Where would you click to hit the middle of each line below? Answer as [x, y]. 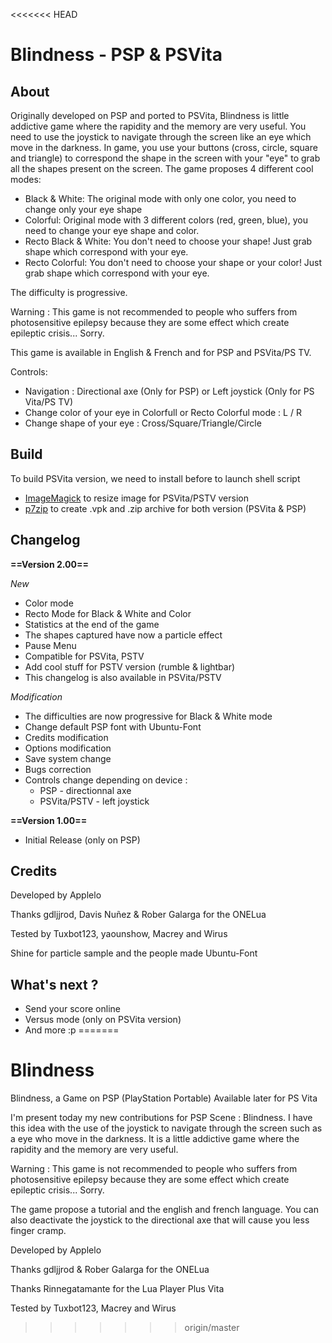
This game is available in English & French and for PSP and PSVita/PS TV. [161, 352]
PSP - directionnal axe [85, 790]
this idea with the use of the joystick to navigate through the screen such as [166, 1128]
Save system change [68, 758]
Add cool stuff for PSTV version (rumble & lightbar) [130, 666]
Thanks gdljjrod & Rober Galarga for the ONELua [110, 1270]
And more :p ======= [72, 1030]
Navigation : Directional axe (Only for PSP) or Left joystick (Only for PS [169, 391]
